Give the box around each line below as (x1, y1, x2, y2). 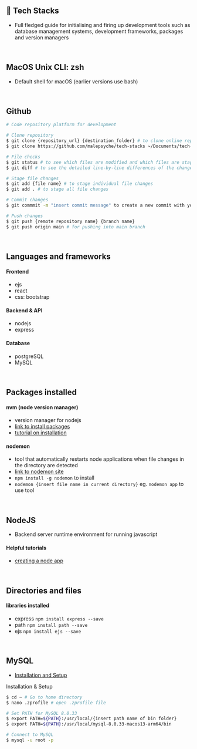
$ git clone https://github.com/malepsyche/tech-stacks (6, 143, 145, 150)
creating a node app (14, 557, 63, 564)
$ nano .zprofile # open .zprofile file (6, 700, 107, 706)
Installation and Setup (14, 672, 67, 679)
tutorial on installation (14, 429, 67, 436)
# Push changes (6, 212, 43, 219)
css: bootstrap (14, 293, 50, 301)
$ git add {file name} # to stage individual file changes (6, 181, 154, 187)
